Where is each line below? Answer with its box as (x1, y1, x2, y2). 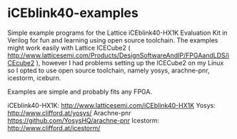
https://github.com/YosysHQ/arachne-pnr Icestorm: (7, 116, 160, 125)
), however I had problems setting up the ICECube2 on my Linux (36, 58, 224, 67)
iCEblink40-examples (7, 5, 139, 21)
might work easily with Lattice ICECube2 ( (7, 43, 131, 52)
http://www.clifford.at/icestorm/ (7, 123, 101, 132)
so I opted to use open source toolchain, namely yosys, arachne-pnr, (7, 66, 210, 74)
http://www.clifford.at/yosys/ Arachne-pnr (7, 109, 131, 117)
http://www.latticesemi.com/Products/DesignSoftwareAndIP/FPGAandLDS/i (7, 51, 230, 60)
